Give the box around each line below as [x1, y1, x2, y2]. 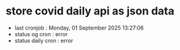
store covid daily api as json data [5, 4, 175, 18]
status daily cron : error [14, 37, 74, 44]
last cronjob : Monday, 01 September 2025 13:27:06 [14, 24, 144, 31]
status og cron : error [14, 30, 68, 37]
